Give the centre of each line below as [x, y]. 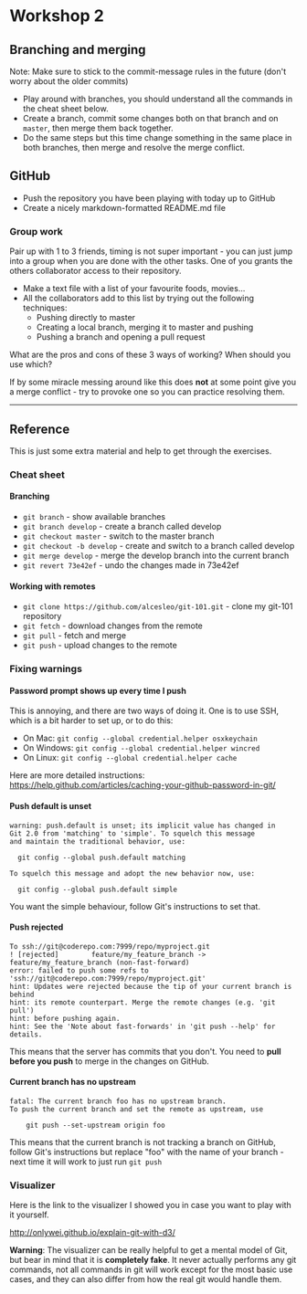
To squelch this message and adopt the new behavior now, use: [132, 873]
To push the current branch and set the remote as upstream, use [136, 1109]
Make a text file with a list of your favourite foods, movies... [134, 289]
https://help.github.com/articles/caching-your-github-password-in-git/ [143, 785]
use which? [31, 364]
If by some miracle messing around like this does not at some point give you [153, 382]
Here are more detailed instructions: [77, 775]
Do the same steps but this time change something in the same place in [157, 137]
